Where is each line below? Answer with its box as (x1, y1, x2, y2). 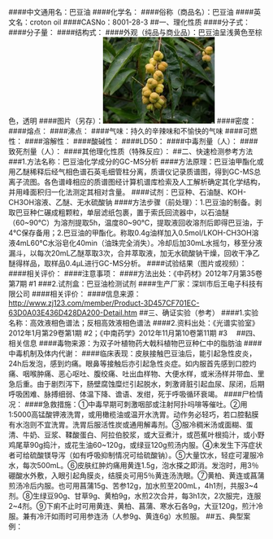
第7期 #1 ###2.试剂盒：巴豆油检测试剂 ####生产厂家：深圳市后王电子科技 (8, 279, 256, 288)
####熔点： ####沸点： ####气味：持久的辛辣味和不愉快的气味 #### (8, 126, 244, 136)
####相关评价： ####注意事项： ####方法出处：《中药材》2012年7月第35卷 (8, 269, 262, 278)
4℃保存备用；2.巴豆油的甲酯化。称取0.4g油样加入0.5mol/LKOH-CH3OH (8, 228, 252, 238)
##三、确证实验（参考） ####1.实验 (139, 308, 258, 318)
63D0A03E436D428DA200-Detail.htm (8, 308, 138, 318)
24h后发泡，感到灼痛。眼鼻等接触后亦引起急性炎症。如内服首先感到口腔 (8, 359, 249, 368)
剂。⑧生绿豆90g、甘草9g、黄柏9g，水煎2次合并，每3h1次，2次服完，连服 (8, 491, 262, 501)
